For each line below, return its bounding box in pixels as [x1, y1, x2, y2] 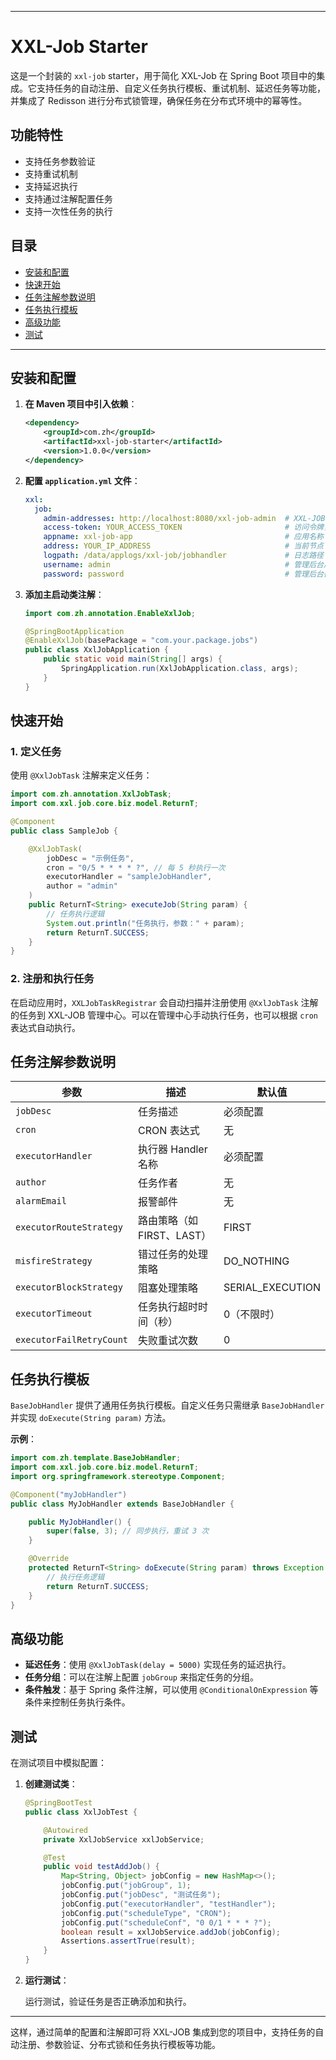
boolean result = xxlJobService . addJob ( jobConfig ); [61, 1927, 281, 1937]
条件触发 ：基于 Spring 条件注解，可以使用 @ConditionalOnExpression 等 [24, 1684, 319, 1696]
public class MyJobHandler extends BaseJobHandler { [10, 1499, 235, 1509]
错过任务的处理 [138, 1247, 209, 1261]
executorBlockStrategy [15, 1282, 123, 1293]
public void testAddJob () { [43, 1862, 160, 1872]
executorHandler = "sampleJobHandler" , [46, 872, 213, 882]
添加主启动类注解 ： [24, 588, 105, 600]
